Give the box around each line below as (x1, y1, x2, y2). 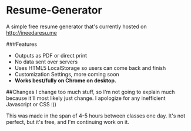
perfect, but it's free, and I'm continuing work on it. (6, 118, 129, 125)
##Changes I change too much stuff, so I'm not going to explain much (6, 88, 175, 95)
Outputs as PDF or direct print (14, 52, 87, 59)
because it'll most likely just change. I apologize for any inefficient (6, 95, 166, 102)
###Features (6, 41, 37, 48)
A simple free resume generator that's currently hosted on (6, 23, 147, 30)
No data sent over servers (14, 58, 78, 65)
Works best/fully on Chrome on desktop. (14, 77, 116, 84)
